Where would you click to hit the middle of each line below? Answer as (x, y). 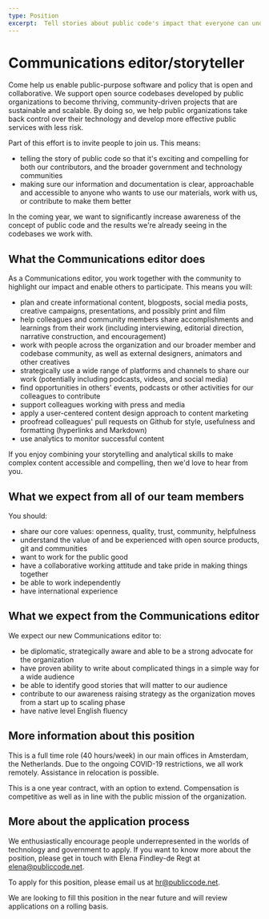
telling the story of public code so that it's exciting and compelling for (134, 159)
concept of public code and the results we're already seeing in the (118, 225)
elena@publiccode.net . (46, 866)
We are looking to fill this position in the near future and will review (118, 897)
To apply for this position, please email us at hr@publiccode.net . (114, 882)
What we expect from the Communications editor (134, 616)
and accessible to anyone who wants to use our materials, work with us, (139, 192)
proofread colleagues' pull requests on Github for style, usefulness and (137, 422)
